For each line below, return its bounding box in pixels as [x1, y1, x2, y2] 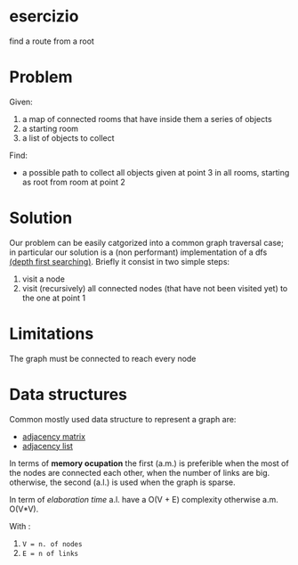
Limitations [9, 323, 94, 344]
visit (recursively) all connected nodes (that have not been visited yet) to [21, 282, 288, 293]
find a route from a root [9, 36, 95, 46]
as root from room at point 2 [21, 176, 126, 187]
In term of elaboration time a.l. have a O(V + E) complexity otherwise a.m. [9, 494, 278, 504]
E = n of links [21, 549, 79, 558]
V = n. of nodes [21, 539, 83, 549]
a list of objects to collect [21, 132, 115, 143]
